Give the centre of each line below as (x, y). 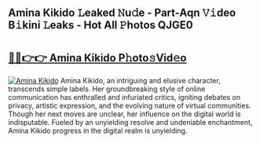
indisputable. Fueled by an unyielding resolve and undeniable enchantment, (130, 122)
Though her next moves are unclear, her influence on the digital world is (125, 114)
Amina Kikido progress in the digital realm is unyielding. (98, 130)
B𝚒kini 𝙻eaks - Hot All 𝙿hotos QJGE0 (101, 26)
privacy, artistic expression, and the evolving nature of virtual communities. (130, 106)
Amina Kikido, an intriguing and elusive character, (141, 81)
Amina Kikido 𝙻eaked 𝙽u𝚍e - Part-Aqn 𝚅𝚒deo (122, 13)
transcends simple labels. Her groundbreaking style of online (107, 89)
